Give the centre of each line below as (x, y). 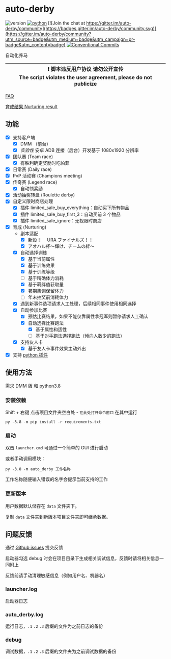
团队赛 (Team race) (33, 157)
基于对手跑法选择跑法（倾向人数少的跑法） (80, 336)
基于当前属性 (41, 259)
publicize (85, 84)
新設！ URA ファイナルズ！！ (61, 240)
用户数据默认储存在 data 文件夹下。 (42, 506)
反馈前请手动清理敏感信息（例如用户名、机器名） (56, 576)
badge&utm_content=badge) (35, 44)
